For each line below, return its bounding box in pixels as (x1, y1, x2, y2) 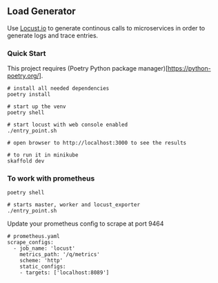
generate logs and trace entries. (7, 31, 99, 39)
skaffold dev (7, 158, 45, 165)
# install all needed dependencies (7, 85, 110, 92)
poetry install (7, 91, 51, 98)
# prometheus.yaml (7, 233, 60, 240)
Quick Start (7, 48, 46, 58)
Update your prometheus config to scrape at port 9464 (7, 219, 164, 228)
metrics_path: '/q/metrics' (19, 251, 100, 258)
